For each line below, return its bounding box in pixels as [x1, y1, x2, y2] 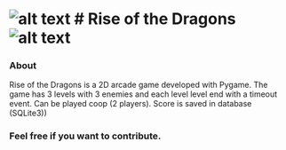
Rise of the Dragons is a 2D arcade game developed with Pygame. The [9, 80, 268, 91]
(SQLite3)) [9, 107, 47, 119]
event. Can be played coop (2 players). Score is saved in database [9, 99, 252, 109]
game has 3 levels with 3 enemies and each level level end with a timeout [9, 89, 278, 99]
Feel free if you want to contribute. [9, 130, 162, 142]
